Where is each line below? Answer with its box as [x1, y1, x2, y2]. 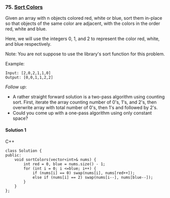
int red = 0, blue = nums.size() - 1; [23, 161, 106, 167]
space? [12, 115, 28, 121]
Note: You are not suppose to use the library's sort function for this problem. [5, 51, 165, 57]
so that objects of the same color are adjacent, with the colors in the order [5, 20, 160, 26]
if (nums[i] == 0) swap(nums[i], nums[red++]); [32, 170, 135, 176]
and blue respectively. [5, 41, 52, 47]
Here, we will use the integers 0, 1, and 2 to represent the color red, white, [5, 36, 160, 42]
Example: [5, 61, 25, 67]
